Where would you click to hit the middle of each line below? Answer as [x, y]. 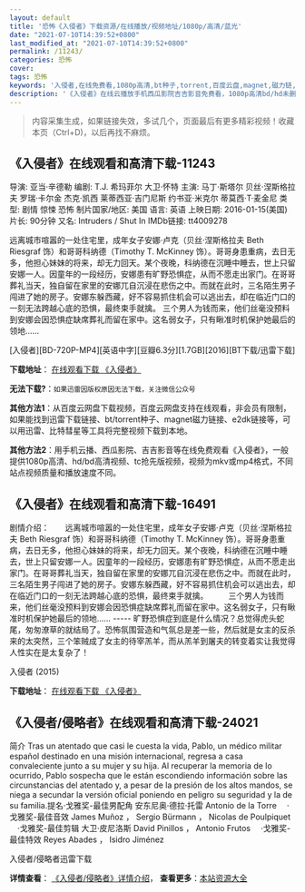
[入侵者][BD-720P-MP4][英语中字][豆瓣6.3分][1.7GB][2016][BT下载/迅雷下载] [152, 350]
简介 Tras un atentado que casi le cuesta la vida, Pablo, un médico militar [146, 746]
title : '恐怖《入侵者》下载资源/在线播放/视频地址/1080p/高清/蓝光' [126, 26]
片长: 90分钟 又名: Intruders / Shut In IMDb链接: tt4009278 [119, 221]
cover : [22, 69]
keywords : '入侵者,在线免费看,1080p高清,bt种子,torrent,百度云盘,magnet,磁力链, [153, 85]
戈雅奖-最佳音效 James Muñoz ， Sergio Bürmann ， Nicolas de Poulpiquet [150, 817]
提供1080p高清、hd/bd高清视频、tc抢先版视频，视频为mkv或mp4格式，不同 [151, 461]
